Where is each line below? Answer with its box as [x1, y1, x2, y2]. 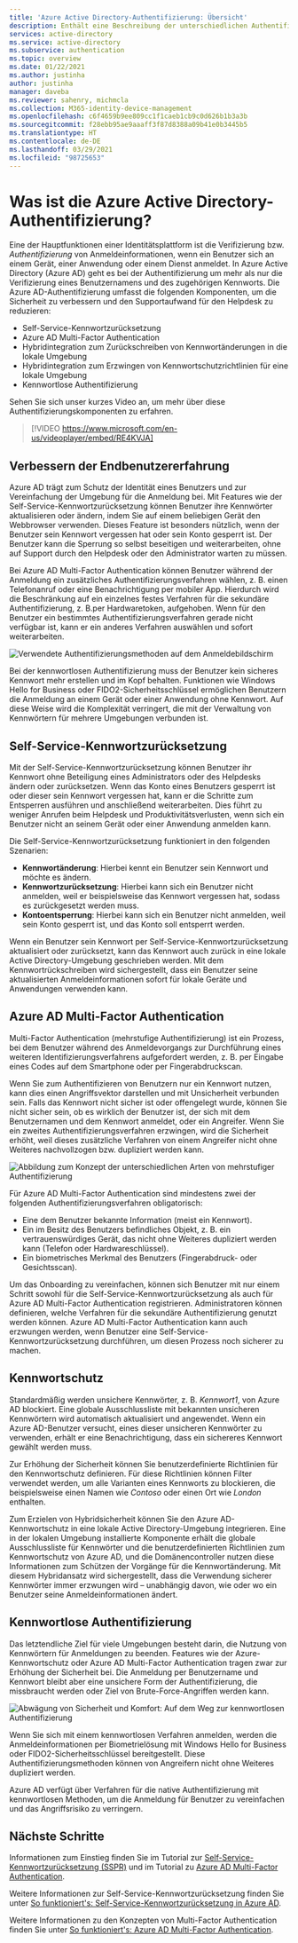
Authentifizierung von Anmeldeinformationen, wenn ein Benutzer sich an [9, 249, 275, 260]
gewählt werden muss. [9, 1441, 92, 1452]
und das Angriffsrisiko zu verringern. [9, 1803, 144, 1813]
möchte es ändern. [21, 872, 91, 883]
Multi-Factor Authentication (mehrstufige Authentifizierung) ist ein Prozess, [9, 1032, 285, 1043]
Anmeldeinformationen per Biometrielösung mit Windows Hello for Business [9, 1739, 286, 1749]
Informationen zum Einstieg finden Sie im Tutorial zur [9, 1852, 203, 1863]
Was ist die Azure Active [9, 192, 193, 211]
